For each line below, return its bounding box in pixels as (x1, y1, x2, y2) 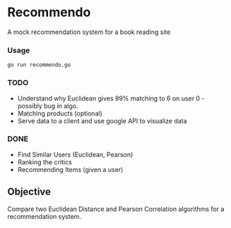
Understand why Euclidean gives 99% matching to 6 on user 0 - (17, 93, 205, 103)
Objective (7, 186, 52, 198)
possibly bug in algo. (17, 101, 79, 110)
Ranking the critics (17, 157, 72, 166)
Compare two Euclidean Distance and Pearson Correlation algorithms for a (7, 205, 225, 213)
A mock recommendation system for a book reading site (7, 28, 171, 36)
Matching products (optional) (17, 109, 102, 118)
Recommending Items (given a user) (17, 165, 124, 173)
